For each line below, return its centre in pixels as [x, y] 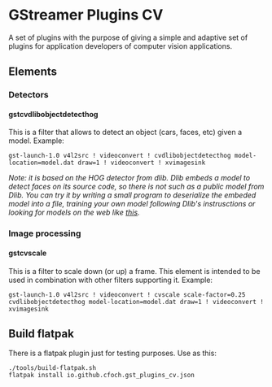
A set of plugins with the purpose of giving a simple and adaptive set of [128, 37]
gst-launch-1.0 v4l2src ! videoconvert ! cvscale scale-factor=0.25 [127, 294]
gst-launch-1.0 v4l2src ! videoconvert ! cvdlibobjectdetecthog [120, 156]
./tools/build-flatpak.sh [52, 368]
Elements [33, 72]
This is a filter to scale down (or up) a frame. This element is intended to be [134, 271]
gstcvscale [28, 253]
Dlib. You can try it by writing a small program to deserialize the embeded [132, 195]
